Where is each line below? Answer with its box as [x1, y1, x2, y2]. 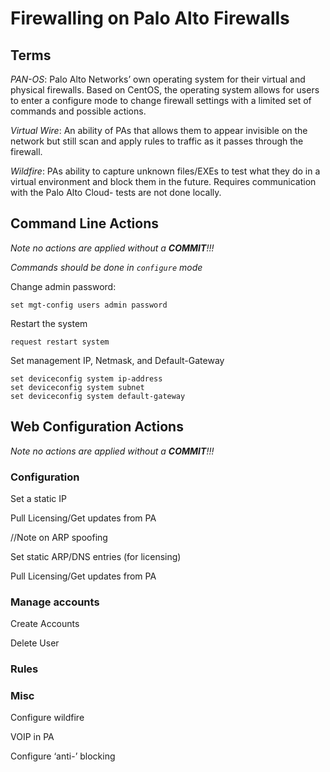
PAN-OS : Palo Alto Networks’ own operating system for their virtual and [10, 73, 306, 85]
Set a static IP [10, 492, 67, 504]
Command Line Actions [10, 215, 159, 232]
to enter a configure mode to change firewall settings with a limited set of [10, 95, 312, 106]
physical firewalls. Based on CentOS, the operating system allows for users [10, 84, 320, 96]
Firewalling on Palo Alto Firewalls [10, 7, 290, 30]
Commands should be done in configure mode [10, 261, 203, 273]
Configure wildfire [10, 712, 85, 724]
